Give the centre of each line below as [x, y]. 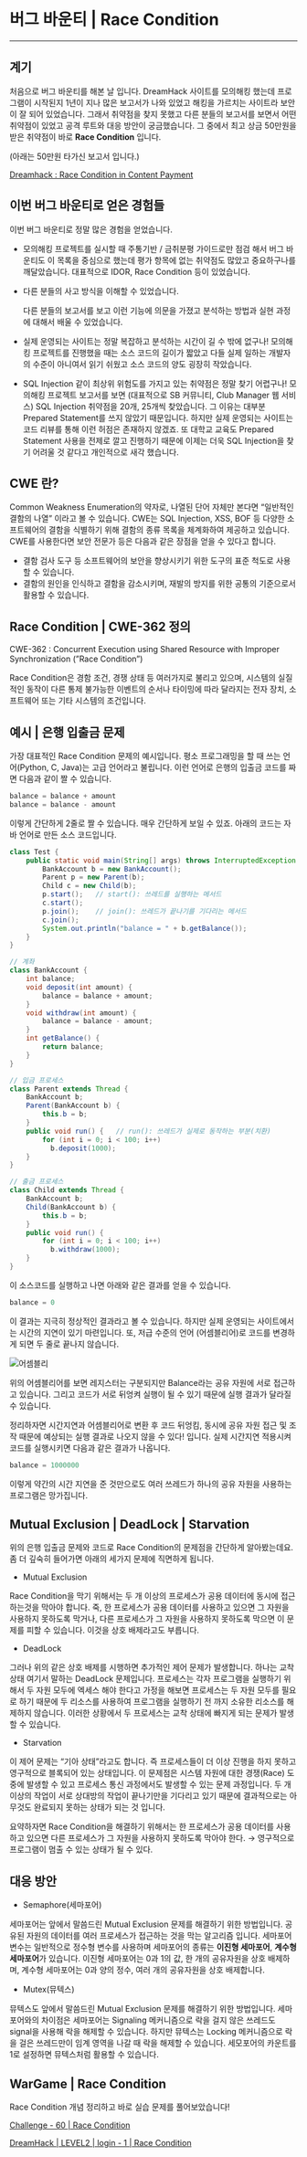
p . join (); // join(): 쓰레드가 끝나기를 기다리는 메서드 [144, 911]
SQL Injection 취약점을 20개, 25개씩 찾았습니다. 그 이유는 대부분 [151, 406]
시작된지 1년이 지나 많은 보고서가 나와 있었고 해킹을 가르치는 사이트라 [156, 102]
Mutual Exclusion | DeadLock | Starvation [129, 1524]
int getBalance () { [63, 1039]
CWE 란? [34, 483]
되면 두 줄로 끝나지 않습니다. [69, 1344]
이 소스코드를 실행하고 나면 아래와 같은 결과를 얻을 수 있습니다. [120, 1285]
